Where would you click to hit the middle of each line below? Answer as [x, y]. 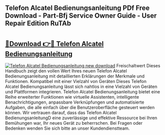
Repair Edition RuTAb [38, 23]
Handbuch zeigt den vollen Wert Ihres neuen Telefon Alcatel [66, 71]
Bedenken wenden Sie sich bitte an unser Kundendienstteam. [67, 128]
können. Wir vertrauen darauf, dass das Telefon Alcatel [61, 113]
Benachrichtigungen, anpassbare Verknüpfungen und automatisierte [75, 102]
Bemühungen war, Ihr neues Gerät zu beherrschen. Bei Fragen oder [74, 123]
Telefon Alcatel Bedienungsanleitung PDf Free [78, 8]
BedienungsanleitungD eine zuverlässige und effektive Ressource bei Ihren [81, 118]
